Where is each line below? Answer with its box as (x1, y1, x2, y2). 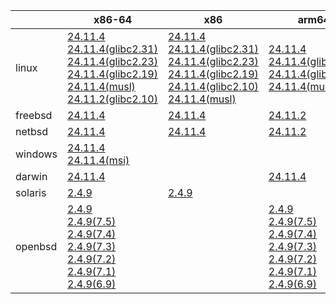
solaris (15, 186, 47, 199)
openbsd (15, 240, 58, 253)
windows (15, 147, 58, 161)
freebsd (15, 109, 53, 122)
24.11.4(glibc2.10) (167, 80, 259, 93)
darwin (15, 170, 48, 183)
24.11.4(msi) (67, 154, 130, 167)
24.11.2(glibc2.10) (67, 92, 158, 106)
